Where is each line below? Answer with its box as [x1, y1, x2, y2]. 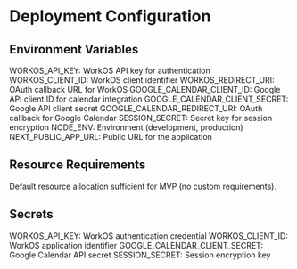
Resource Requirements [9, 158, 146, 173]
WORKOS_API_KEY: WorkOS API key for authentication [9, 65, 211, 76]
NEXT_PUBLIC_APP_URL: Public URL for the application [9, 132, 212, 142]
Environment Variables [9, 42, 139, 57]
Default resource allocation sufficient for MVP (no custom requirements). [9, 181, 276, 192]
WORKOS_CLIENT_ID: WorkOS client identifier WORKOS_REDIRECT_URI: [9, 75, 275, 86]
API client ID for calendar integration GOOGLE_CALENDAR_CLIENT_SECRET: [9, 94, 289, 104]
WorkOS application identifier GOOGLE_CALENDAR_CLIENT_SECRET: [9, 240, 264, 250]
